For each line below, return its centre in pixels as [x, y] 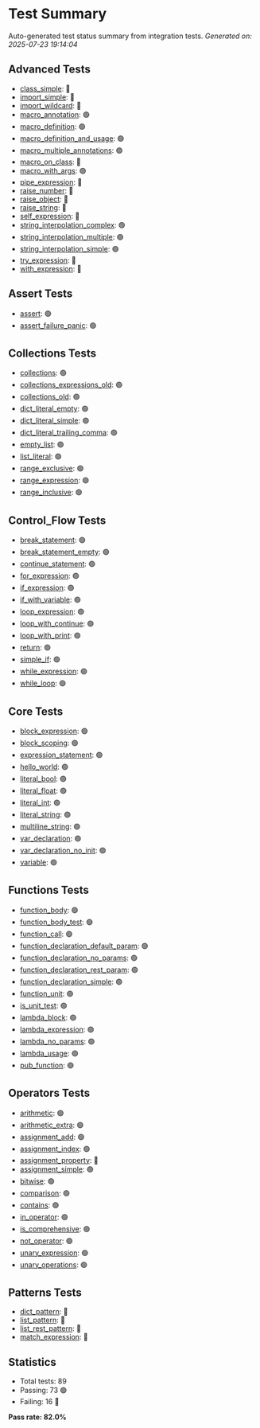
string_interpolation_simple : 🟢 [69, 248]
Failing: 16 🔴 [39, 1402]
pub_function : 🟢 [47, 1065]
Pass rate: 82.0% [37, 1417]
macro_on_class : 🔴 [50, 162]
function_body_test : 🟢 [56, 922]
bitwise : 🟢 [37, 1181]
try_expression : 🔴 [48, 260]
